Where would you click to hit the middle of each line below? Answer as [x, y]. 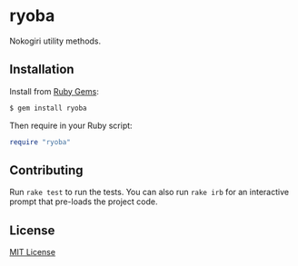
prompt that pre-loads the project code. [84, 202]
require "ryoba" [40, 142]
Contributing [46, 170]
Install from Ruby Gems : [55, 91]
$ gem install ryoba [49, 108]
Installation [42, 69]
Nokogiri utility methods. [55, 41]
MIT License [33, 252]
